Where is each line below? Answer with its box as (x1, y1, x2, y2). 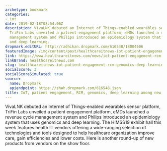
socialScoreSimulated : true (5, 72, 64, 77)
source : (5, 76, 21, 81)
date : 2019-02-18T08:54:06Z (5, 21, 64, 26)
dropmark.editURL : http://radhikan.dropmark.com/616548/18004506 (5, 44, 143, 49)
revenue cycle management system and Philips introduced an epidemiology (5, 114, 161, 120)
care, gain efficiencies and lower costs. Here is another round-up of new (5, 135, 154, 141)
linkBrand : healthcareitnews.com (5, 58, 75, 63)
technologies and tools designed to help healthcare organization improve (5, 130, 155, 136)
